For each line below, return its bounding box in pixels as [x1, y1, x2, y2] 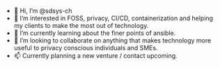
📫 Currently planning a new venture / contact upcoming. [13, 52, 178, 59]
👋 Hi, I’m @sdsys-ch [13, 7, 72, 15]
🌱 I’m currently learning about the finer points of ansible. [13, 29, 176, 37]
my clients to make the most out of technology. [13, 22, 149, 29]
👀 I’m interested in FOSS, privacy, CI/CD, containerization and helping [13, 14, 214, 22]
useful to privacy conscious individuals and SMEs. [13, 44, 158, 52]
